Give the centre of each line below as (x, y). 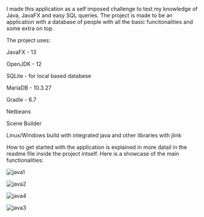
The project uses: (28, 40)
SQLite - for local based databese (49, 76)
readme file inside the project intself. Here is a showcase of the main (93, 154)
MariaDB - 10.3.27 (29, 88)
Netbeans (19, 112)
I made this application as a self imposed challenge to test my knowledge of (102, 9)
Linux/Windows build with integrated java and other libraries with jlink (94, 135)
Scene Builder (24, 123)
